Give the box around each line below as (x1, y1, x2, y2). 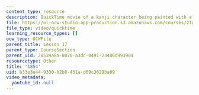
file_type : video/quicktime (6, 25, 76, 31)
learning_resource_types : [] (6, 31, 78, 37)
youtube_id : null (11, 80, 54, 86)
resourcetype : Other (6, 58, 57, 64)
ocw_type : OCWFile (6, 36, 52, 42)
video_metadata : (6, 74, 46, 80)
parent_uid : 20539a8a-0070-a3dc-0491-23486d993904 (6, 53, 134, 58)
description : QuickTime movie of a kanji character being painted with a (6, 14, 192, 20)
